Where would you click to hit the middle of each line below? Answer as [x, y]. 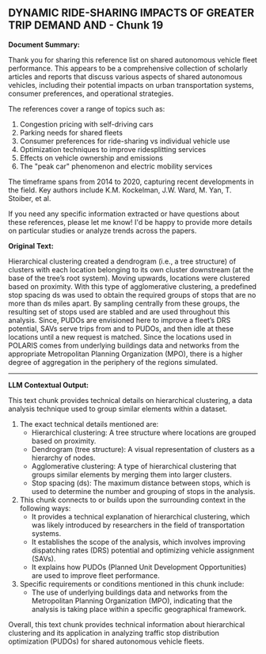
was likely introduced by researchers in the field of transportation [138, 525]
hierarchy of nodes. [63, 458]
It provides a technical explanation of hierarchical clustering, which [141, 516]
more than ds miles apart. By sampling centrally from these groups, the [124, 303]
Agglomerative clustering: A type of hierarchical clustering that [134, 466]
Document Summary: [44, 44]
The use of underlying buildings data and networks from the [129, 592]
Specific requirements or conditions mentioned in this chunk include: [132, 584]
